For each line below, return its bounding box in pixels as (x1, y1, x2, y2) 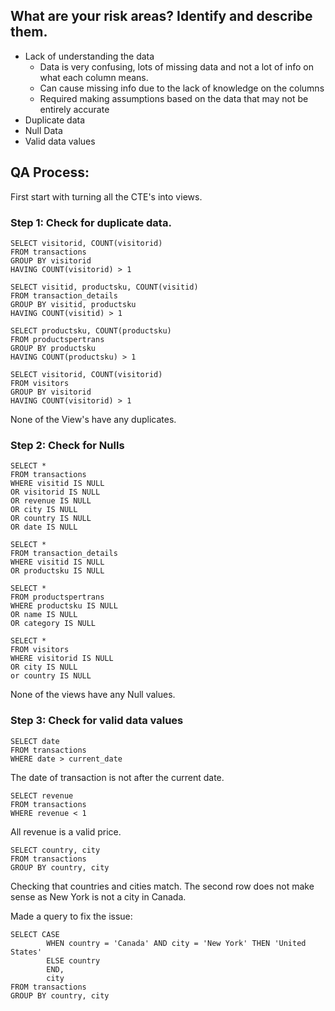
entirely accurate (39, 103, 110, 115)
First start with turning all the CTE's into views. (10, 190, 203, 203)
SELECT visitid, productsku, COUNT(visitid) (10, 282, 199, 292)
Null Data (24, 124, 63, 136)
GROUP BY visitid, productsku (10, 299, 137, 309)
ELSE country (46, 955, 101, 966)
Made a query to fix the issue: (10, 910, 133, 922)
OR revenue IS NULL (10, 496, 92, 506)
